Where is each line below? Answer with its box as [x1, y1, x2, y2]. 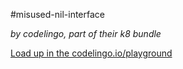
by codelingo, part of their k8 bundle [10, 28, 162, 39]
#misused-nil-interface [10, 9, 105, 20]
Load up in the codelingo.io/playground [10, 47, 173, 59]
